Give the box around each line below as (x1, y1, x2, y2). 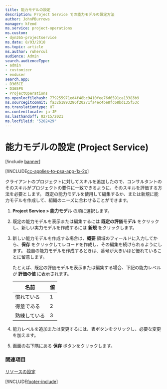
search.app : (5, 77, 30, 82)
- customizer (5, 68, 32, 73)
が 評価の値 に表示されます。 (12, 270, 72, 277)
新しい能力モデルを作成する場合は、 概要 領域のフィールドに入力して (12, 235, 154, 241)
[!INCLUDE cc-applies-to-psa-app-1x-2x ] (5, 168, 89, 174)
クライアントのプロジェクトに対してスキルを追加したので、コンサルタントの (5, 178, 162, 185)
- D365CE (5, 81, 23, 86)
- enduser (5, 72, 26, 77)
